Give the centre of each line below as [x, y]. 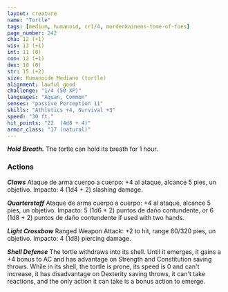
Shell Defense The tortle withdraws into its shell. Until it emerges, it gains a [114, 252]
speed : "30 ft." [30, 116]
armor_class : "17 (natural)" [49, 129]
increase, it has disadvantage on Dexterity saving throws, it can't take [106, 273]
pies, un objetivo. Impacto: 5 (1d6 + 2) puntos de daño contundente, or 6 [111, 210]
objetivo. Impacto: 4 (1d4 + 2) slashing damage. [75, 189]
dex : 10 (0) [24, 65]
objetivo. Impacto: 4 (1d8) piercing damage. [69, 238]
